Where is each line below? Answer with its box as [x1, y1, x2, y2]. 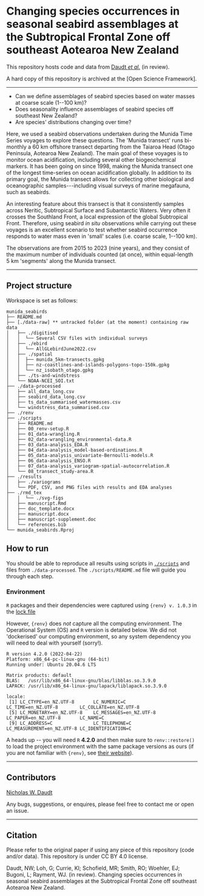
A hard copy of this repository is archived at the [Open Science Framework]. [6, 75, 197, 82]
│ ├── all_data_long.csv [6, 388, 75, 394]
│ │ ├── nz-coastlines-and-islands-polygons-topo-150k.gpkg [6, 362, 170, 368]
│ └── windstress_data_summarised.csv [6, 404, 110, 410]
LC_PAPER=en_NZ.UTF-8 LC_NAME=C [6, 715, 104, 721]
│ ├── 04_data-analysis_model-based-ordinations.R [6, 447, 143, 453]
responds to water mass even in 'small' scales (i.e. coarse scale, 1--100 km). [6, 233, 197, 240]
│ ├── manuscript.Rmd [6, 500, 67, 506]
